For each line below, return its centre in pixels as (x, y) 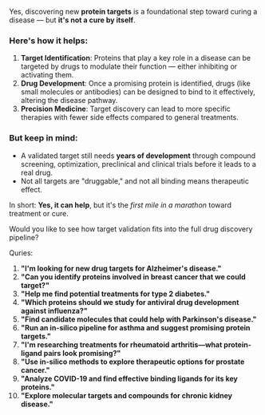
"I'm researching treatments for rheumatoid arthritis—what (121, 344)
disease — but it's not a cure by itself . (72, 20)
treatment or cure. (39, 213)
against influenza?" (54, 310)
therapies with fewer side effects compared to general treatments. (129, 117)
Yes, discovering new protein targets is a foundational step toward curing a (133, 12)
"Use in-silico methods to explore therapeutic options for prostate (132, 362)
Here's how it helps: (49, 41)
